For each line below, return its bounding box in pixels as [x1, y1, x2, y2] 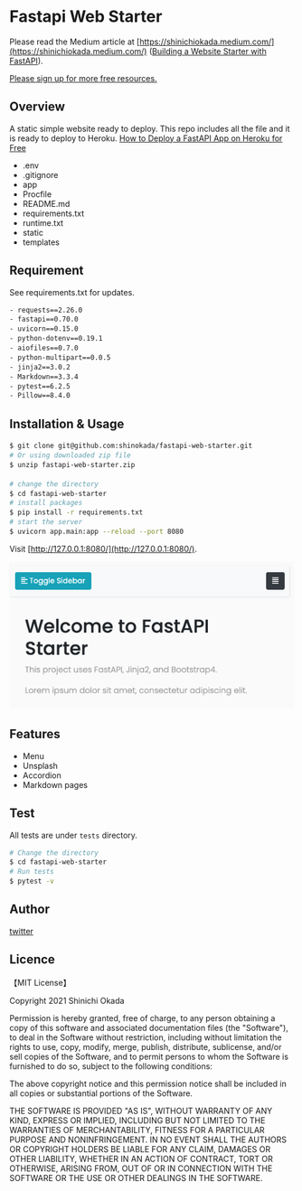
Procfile [22, 188, 52, 200]
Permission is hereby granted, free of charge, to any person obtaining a [9, 1012, 276, 1023]
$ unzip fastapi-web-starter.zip [9, 460, 136, 469]
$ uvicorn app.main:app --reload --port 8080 [9, 527, 184, 536]
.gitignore [22, 169, 59, 180]
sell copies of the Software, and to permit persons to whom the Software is [9, 1051, 289, 1062]
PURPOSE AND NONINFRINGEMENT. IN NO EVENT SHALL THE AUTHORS [9, 1134, 288, 1145]
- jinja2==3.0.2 [9, 362, 71, 371]
